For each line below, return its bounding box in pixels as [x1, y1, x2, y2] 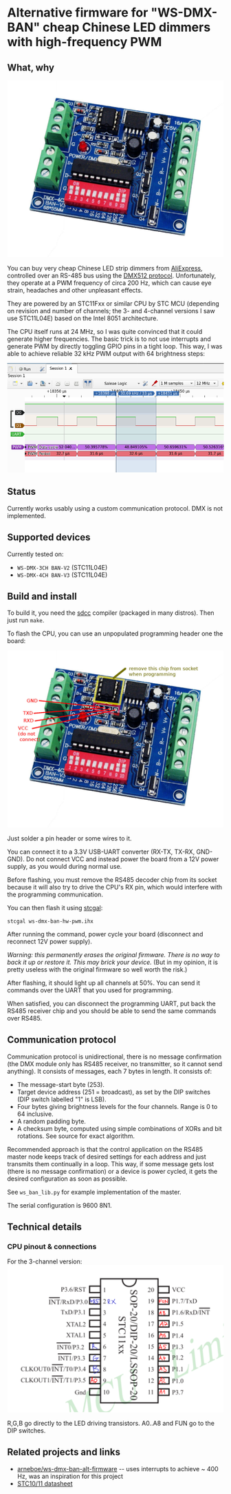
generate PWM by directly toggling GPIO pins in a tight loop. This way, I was [7, 342, 223, 350]
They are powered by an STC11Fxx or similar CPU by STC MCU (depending [7, 299, 220, 308]
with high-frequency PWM [7, 35, 162, 50]
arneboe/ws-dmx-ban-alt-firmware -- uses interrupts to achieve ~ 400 [16, 1464, 219, 1473]
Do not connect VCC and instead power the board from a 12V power [26, 854, 219, 863]
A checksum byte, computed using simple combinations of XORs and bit [16, 1124, 222, 1132]
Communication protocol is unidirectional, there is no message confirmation [7, 1052, 222, 1061]
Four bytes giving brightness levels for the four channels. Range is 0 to [16, 1102, 218, 1110]
